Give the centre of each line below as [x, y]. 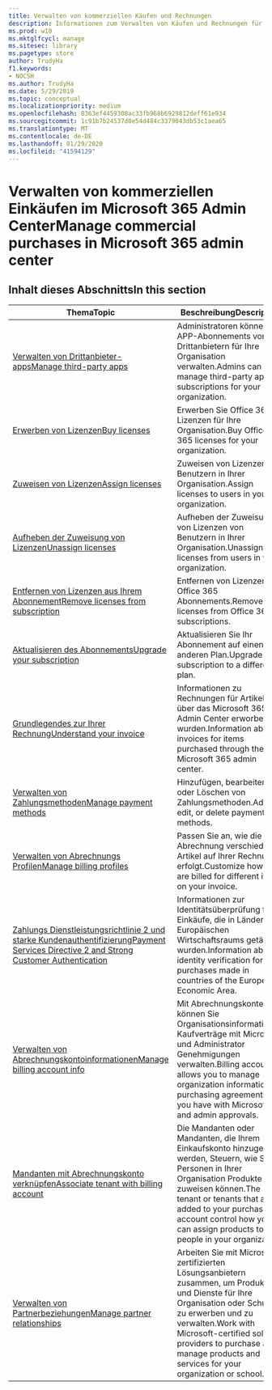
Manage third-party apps [79, 367]
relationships [37, 1324]
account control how [216, 1219]
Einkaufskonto [204, 1148]
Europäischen [203, 930]
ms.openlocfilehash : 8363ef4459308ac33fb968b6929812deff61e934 [117, 114]
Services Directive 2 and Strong [73, 950]
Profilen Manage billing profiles [70, 867]
